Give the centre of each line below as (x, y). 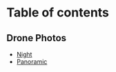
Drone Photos (37, 38)
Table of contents (58, 13)
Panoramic (32, 62)
